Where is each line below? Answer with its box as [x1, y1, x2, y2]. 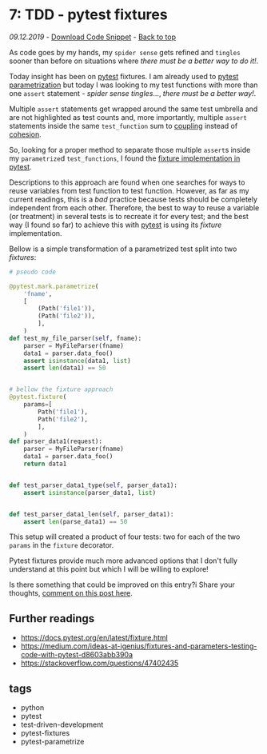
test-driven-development [20, 720, 104, 729]
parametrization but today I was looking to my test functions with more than [9, 80, 258, 90]
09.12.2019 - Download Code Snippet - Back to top [9, 32, 177, 42]
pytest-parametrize [20, 737, 85, 747]
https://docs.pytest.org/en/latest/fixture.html [20, 633, 169, 643]
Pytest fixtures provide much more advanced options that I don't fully [9, 556, 238, 565]
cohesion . [9, 130, 42, 139]
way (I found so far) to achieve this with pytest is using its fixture [9, 220, 222, 229]
